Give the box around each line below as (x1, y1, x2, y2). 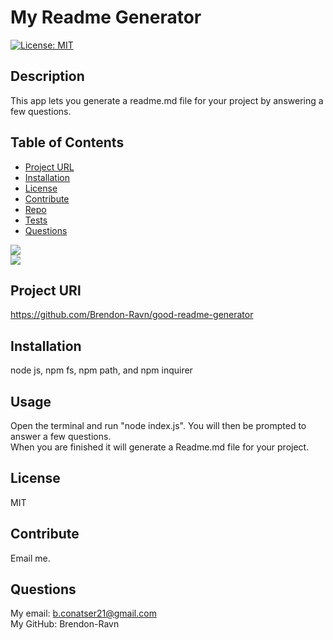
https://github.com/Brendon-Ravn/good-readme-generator (10, 309, 254, 321)
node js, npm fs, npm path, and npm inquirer (10, 364, 193, 376)
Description (10, 68, 85, 85)
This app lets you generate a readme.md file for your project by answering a (10, 94, 324, 106)
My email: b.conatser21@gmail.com (10, 607, 157, 620)
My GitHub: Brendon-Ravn (10, 618, 120, 630)
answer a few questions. (10, 431, 112, 442)
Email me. (10, 552, 51, 564)
